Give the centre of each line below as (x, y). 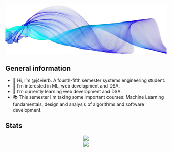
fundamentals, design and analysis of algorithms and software (78, 104)
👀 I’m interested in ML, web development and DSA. (66, 86)
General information (38, 68)
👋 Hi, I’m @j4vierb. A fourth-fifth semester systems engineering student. (89, 80)
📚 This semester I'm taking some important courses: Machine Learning (88, 97)
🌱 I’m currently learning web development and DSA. (67, 91)
